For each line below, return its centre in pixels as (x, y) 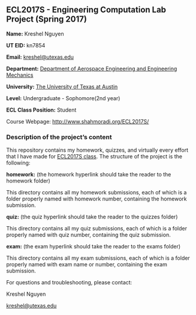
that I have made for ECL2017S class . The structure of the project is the (94, 157)
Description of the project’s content (59, 137)
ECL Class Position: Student (41, 110)
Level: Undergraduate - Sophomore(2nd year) (63, 98)
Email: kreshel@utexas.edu (40, 57)
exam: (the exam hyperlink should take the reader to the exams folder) (94, 247)
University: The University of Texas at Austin (62, 86)
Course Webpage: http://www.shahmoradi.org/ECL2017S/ (78, 121)
